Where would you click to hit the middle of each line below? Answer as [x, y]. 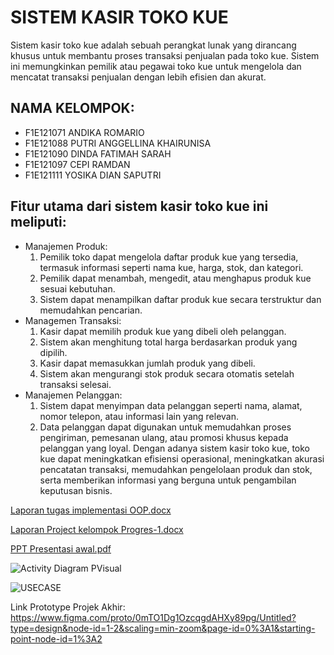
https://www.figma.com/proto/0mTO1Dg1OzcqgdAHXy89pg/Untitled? [153, 617]
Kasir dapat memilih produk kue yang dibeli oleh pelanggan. [163, 331]
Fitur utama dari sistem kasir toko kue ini [139, 206]
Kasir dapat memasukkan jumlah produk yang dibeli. [147, 363]
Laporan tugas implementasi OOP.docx [91, 510]
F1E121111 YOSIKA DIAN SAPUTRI [93, 175]
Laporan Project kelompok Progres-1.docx [97, 529]
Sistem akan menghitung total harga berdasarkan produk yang [168, 342]
